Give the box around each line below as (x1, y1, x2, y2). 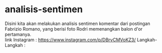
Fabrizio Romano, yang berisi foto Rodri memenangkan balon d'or (5, 25, 143, 32)
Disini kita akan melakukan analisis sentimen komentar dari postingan (5, 20, 151, 26)
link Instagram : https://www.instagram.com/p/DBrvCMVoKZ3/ (5, 37, 136, 43)
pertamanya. (5, 31, 32, 37)
